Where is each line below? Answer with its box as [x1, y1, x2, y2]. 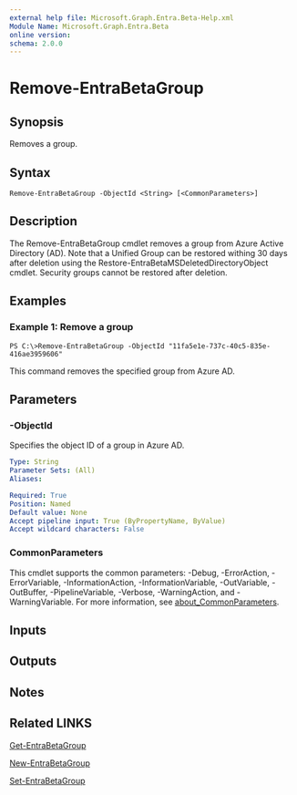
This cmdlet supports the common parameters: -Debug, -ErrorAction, [9, 567, 271, 578]
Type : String [9, 458, 59, 467]
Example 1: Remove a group [9, 321, 134, 334]
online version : [9, 30, 71, 39]
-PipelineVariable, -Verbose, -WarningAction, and [49, 586, 235, 597]
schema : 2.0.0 [9, 38, 64, 48]
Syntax [9, 165, 51, 181]
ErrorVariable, [9, 576, 62, 588]
